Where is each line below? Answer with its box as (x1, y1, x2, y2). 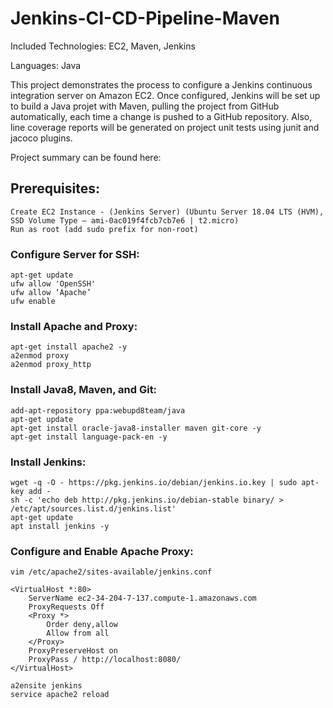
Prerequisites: (10, 180, 100, 197)
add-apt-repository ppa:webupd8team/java (10, 405, 186, 416)
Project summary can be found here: (10, 151, 162, 163)
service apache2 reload (10, 690, 110, 700)
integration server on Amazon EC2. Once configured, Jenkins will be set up (10, 89, 321, 101)
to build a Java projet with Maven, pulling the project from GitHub (10, 100, 280, 112)
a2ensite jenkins (10, 681, 83, 691)
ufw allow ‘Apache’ (10, 288, 92, 298)
